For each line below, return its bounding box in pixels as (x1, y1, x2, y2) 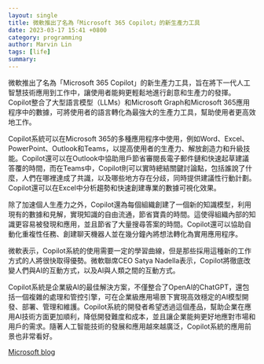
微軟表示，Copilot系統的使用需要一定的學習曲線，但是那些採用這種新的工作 (8, 245, 251, 256)
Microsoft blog (8, 347, 56, 356)
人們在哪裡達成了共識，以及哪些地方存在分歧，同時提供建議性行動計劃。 (21, 173, 256, 182)
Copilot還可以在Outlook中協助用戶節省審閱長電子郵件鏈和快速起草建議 (21, 153, 250, 163)
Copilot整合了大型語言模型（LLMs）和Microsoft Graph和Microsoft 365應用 (8, 97, 250, 107)
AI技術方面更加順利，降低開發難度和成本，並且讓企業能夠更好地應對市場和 (14, 311, 256, 321)
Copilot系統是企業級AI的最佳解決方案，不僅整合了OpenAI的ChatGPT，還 (8, 282, 243, 292)
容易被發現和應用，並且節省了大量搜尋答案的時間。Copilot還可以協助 (21, 219, 245, 229)
